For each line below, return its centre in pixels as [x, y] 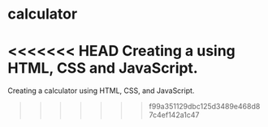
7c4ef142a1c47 [174, 115]
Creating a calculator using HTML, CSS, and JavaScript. [101, 91]
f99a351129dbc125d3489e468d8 [205, 107]
